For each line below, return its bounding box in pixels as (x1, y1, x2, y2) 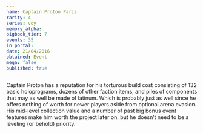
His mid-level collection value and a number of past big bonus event (6, 107, 177, 115)
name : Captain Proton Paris (6, 8, 78, 15)
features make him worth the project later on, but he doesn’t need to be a (6, 114, 189, 121)
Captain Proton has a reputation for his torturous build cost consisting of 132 (6, 82, 197, 89)
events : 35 (6, 37, 34, 43)
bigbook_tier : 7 (6, 31, 47, 37)
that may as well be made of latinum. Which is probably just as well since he (6, 94, 196, 102)
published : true (6, 65, 47, 71)
